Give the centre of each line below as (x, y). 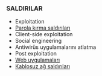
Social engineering (38, 41)
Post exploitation (36, 54)
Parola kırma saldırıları (43, 28)
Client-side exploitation (44, 34)
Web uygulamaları (37, 60)
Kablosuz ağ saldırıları (43, 66)
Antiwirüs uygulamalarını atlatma (56, 47)
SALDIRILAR (24, 8)
